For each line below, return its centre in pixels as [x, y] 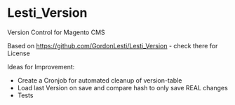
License [19, 53]
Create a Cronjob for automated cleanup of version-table [100, 80]
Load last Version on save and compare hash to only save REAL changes [122, 87]
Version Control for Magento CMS [56, 32]
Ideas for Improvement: [41, 66]
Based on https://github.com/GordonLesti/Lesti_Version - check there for [113, 45]
